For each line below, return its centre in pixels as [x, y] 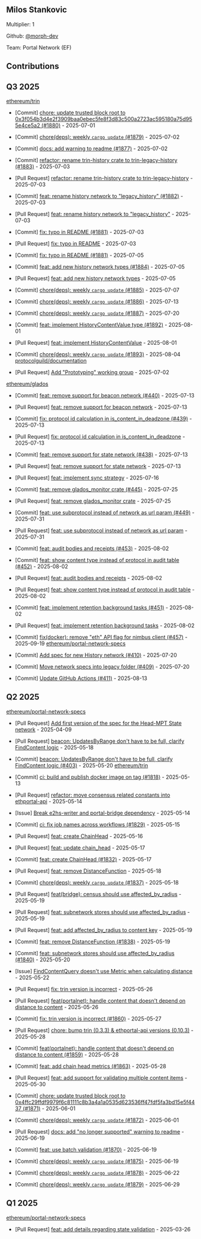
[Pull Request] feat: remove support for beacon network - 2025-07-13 [101, 407]
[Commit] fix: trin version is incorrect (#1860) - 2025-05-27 [88, 1018]
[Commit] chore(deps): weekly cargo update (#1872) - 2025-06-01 [97, 1120]
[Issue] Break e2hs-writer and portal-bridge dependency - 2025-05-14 [102, 813]
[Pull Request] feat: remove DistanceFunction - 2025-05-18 [88, 871]
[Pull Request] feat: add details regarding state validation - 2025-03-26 [103, 1229]
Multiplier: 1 [20, 24]
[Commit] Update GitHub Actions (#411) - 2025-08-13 [81, 678]
